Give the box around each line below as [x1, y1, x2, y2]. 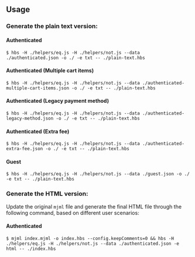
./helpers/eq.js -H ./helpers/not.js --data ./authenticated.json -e [6, 241, 180, 246]
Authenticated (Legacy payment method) [6, 98, 110, 105]
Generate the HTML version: [6, 190, 88, 198]
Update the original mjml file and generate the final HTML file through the [6, 203, 182, 210]
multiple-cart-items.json [6, 85, 69, 91]
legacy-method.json [6, 115, 54, 121]
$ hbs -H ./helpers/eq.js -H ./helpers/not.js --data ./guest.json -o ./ [6, 171, 190, 177]
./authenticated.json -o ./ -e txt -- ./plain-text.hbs [6, 55, 145, 61]
